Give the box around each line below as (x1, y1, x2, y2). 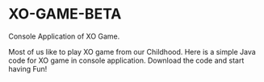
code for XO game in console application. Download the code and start (8, 55, 245, 65)
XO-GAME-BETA (8, 5, 122, 23)
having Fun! (8, 64, 48, 73)
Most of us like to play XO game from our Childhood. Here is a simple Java (8, 47, 256, 56)
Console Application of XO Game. (8, 31, 120, 41)
